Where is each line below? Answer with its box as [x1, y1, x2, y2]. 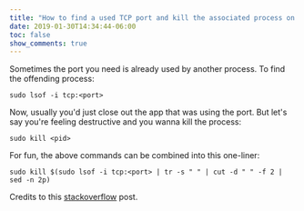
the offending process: [9, 74, 95, 85]
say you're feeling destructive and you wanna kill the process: [9, 116, 242, 127]
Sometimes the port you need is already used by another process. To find [9, 64, 286, 75]
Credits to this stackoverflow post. [9, 192, 138, 203]
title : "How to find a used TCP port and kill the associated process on [9, 13, 296, 23]
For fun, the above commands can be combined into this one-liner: [9, 150, 260, 161]
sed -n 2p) [9, 176, 51, 185]
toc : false [9, 30, 51, 39]
